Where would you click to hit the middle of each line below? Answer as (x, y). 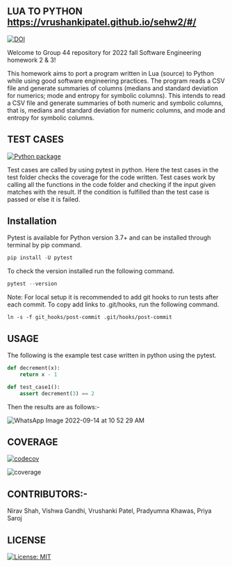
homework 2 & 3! (32, 60)
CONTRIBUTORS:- (48, 494)
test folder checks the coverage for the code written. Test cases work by (111, 177)
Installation (32, 221)
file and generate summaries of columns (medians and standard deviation (113, 88)
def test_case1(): (34, 387)
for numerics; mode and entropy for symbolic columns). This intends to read (116, 95)
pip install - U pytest (40, 258)
